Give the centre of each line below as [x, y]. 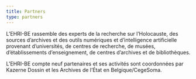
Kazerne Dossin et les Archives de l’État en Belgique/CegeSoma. [84, 70]
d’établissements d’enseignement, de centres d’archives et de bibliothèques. [98, 52]
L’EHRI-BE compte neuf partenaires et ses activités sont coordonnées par [95, 63]
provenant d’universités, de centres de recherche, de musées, [81, 46]
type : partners [25, 17]
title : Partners [26, 11]
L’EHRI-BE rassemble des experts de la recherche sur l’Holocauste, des [92, 33]
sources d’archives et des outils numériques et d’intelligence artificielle [92, 40]
